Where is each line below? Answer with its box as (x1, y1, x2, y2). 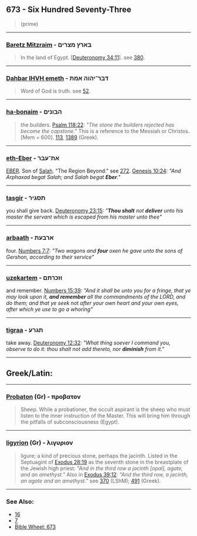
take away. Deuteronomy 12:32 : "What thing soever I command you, (6, 339, 171, 346)
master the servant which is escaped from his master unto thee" (6, 213, 162, 220)
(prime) (20, 20, 39, 27)
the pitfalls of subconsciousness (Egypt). (20, 418, 120, 426)
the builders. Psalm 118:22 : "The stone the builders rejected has (20, 121, 175, 128)
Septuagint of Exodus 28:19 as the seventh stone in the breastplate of (20, 458, 189, 465)
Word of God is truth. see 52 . (20, 88, 91, 95)
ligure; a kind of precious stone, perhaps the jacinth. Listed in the (20, 452, 178, 459)
